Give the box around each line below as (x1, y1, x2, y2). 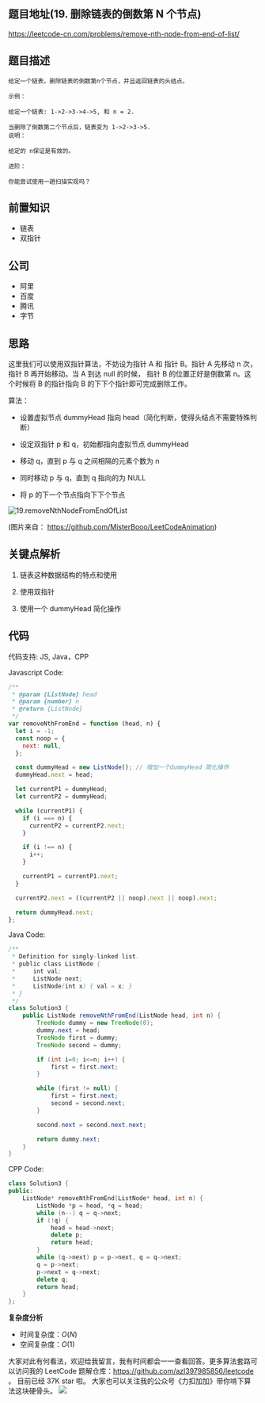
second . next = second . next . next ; (36, 1121, 147, 1129)
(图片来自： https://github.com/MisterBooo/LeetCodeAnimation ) (8, 522, 218, 532)
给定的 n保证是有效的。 (8, 147, 75, 155)
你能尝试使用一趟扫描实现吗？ (8, 178, 91, 185)
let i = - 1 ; (15, 727, 55, 735)
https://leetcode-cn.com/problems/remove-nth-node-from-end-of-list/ (8, 29, 240, 38)
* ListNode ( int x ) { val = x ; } (11, 982, 133, 990)
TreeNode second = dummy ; (36, 1041, 123, 1049)
